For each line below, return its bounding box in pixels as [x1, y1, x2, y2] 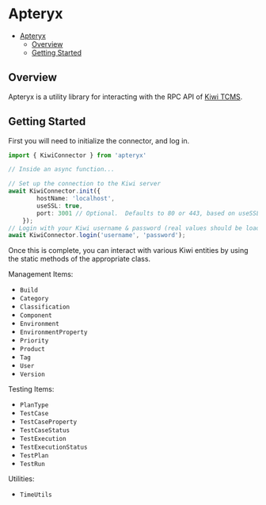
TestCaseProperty [19, 418, 78, 427]
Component [19, 312, 53, 319]
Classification [19, 303, 70, 312]
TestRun [19, 461, 45, 469]
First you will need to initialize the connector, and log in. [8, 136, 190, 145]
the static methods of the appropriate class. [8, 254, 151, 264]
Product [19, 346, 45, 354]
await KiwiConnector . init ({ [8, 187, 101, 195]
